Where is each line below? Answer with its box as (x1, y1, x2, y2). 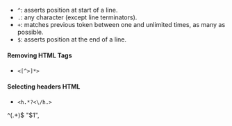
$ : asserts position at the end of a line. (17, 35, 127, 44)
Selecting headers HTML (7, 82, 81, 91)
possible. (17, 28, 44, 36)
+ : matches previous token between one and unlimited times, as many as (17, 21, 226, 28)
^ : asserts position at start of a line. (17, 6, 118, 14)
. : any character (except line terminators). (17, 13, 138, 21)
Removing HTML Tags (7, 51, 72, 60)
